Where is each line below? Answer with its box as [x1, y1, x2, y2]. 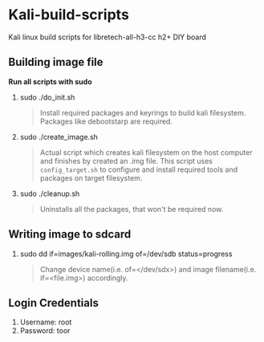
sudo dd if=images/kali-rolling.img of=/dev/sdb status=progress [19, 249, 233, 259]
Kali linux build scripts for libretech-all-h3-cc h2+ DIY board [8, 32, 207, 42]
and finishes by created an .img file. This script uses [39, 156, 213, 165]
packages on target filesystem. [39, 173, 143, 182]
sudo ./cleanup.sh [19, 189, 80, 198]
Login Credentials [8, 295, 99, 310]
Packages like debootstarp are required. [39, 116, 173, 126]
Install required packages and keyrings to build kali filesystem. [39, 108, 246, 117]
